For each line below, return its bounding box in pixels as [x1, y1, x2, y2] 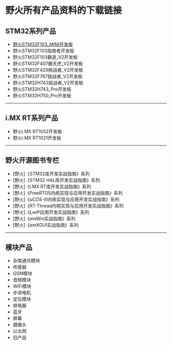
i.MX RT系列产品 [5, 114, 58, 123]
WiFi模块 [12, 283, 32, 290]
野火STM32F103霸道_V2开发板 [12, 54, 78, 60]
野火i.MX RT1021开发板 [12, 134, 61, 141]
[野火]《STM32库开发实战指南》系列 [12, 170, 90, 177]
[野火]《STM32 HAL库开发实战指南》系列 [12, 177, 100, 183]
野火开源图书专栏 [5, 156, 59, 165]
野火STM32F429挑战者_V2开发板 [12, 67, 83, 73]
